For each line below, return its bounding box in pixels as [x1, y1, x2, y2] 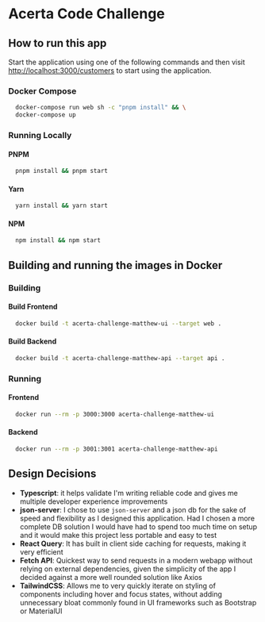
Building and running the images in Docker [8, 259, 223, 272]
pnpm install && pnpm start [15, 167, 109, 175]
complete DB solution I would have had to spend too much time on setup [19, 521, 258, 532]
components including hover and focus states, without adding [19, 589, 222, 599]
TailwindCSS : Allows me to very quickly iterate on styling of [19, 581, 217, 590]
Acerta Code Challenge [8, 5, 165, 23]
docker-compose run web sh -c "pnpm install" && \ [15, 104, 186, 112]
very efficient [19, 547, 63, 556]
